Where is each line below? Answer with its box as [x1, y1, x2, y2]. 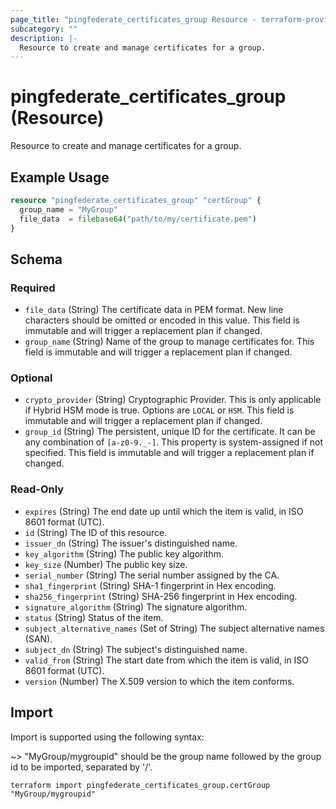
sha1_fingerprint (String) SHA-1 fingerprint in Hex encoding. [24, 579, 277, 591]
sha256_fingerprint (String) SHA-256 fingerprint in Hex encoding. [24, 590, 298, 602]
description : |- [10, 33, 78, 43]
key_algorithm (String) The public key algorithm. [24, 547, 224, 560]
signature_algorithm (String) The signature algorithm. [24, 601, 248, 613]
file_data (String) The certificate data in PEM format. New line [24, 304, 284, 316]
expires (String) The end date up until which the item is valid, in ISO [24, 505, 304, 517]
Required [10, 281, 56, 295]
